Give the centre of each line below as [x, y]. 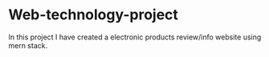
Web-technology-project [94, 15]
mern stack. [28, 45]
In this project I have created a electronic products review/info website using [135, 37]
